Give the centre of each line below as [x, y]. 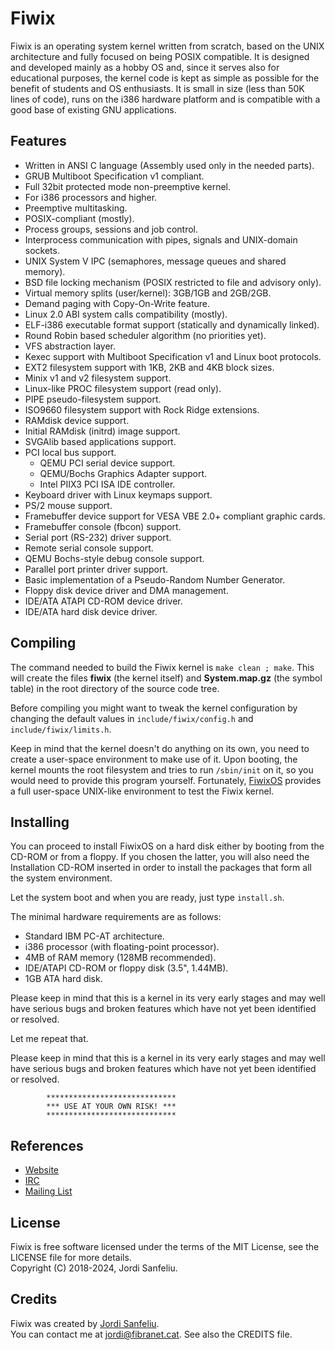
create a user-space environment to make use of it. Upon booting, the [154, 759]
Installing [40, 822]
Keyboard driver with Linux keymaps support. [118, 494]
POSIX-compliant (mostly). [79, 218]
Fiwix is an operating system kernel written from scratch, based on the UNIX [167, 46]
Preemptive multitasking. [76, 208]
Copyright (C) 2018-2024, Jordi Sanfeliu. [94, 1268]
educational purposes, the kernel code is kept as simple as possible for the [165, 78]
